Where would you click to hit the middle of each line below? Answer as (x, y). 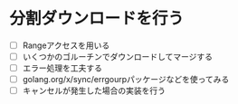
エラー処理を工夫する (62, 68)
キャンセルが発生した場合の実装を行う (94, 90)
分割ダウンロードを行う (97, 19)
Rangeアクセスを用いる (66, 45)
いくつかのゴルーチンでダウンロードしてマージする (118, 57)
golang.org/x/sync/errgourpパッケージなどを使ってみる (126, 80)
